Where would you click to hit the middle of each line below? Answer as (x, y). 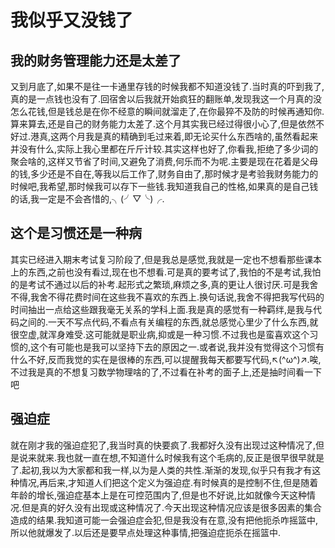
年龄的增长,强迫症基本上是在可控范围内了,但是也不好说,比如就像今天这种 (159, 495)
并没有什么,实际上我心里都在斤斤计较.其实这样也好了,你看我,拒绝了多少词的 (164, 149)
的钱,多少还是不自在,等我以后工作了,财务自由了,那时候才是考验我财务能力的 (164, 174)
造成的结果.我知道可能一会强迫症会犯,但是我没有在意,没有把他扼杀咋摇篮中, (164, 520)
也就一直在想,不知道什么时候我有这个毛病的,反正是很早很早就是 (195, 457)
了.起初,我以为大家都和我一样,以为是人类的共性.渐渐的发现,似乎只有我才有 (161, 470)
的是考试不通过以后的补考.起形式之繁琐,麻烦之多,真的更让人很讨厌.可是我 (160, 284)
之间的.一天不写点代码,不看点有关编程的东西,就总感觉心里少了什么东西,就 (168, 322)
